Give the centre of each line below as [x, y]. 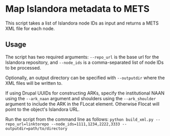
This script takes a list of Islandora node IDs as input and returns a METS [82, 23]
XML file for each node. [30, 28]
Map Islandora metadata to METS [77, 9]
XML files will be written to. [34, 83]
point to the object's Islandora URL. [42, 109]
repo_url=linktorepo [27, 124]
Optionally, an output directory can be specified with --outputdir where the [85, 78]
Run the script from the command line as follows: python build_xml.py [79, 119]
